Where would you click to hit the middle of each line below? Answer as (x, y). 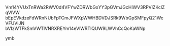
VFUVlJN (15, 23)
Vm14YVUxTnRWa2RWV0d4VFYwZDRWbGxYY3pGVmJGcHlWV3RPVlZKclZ (85, 7)
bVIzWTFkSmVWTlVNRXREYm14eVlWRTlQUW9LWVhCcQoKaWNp (75, 28)
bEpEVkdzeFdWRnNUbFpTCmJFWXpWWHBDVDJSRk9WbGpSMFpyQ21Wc (84, 18)
